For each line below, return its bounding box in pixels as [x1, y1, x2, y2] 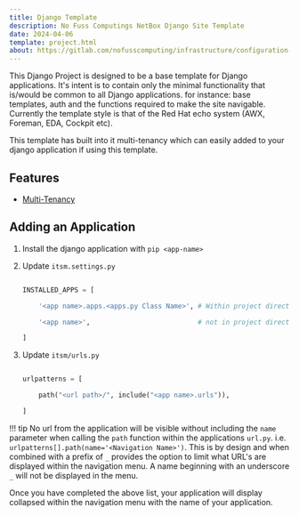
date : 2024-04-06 [9, 29, 74, 38]
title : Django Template [9, 12, 98, 22]
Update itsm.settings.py [21, 260, 116, 271]
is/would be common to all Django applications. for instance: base [9, 90, 251, 101]
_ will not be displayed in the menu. [9, 470, 139, 480]
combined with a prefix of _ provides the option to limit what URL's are [9, 451, 267, 462]
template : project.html [9, 37, 98, 47]
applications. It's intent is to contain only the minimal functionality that [9, 80, 265, 91]
